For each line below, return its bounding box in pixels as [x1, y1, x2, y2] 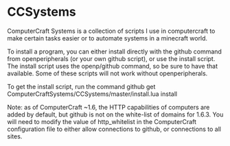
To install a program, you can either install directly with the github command [7, 47, 222, 56]
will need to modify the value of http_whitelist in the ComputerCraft [7, 117, 197, 125]
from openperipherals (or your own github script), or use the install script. [7, 54, 216, 62]
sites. [7, 132, 23, 141]
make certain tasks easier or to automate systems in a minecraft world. [7, 34, 208, 42]
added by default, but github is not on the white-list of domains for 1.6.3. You [7, 110, 224, 119]
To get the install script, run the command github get [7, 82, 156, 90]
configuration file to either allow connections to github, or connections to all [7, 125, 222, 133]
